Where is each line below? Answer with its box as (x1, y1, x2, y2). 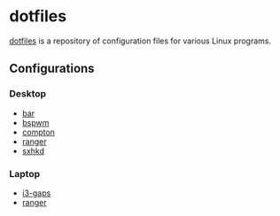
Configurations (9, 61, 95, 76)
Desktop (9, 88, 47, 100)
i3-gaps (21, 188, 51, 198)
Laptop (9, 167, 41, 180)
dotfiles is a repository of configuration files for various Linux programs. (9, 35, 272, 46)
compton (21, 127, 56, 137)
